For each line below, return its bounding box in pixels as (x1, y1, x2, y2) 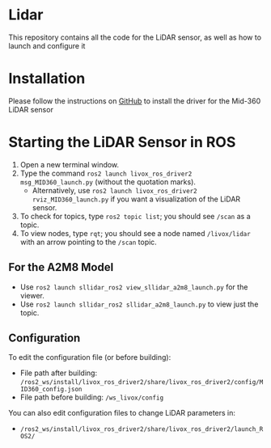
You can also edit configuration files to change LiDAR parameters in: (8, 408, 236, 418)
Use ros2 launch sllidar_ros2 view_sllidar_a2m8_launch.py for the (19, 281, 248, 292)
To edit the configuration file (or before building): (8, 353, 171, 362)
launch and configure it (8, 40, 86, 50)
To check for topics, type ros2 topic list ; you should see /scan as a (19, 211, 251, 221)
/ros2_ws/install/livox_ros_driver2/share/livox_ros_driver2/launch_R (19, 425, 264, 433)
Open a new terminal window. (19, 159, 120, 169)
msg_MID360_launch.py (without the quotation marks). (19, 176, 197, 187)
